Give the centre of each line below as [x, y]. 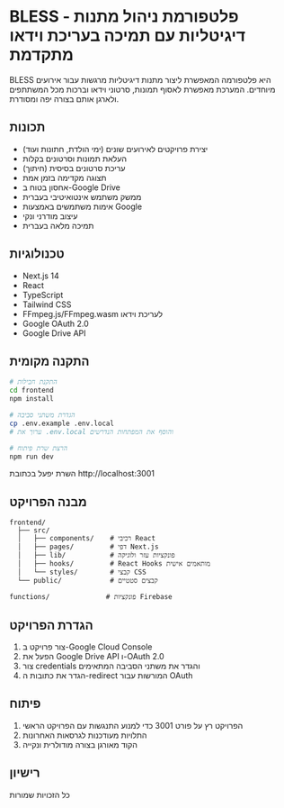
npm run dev [31, 457]
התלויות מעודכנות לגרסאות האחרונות [84, 735]
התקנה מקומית [49, 361]
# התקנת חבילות [33, 382]
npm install [31, 399]
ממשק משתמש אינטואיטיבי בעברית [82, 196]
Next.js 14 [41, 276]
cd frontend [31, 390]
